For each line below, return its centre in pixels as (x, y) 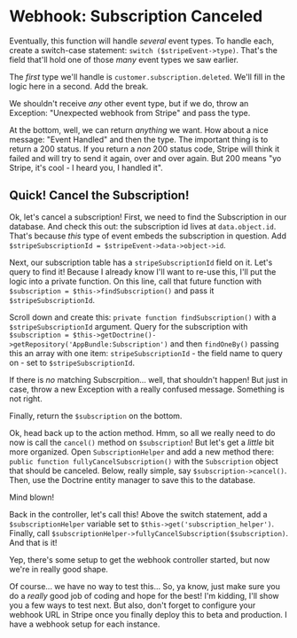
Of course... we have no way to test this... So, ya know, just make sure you (145, 586)
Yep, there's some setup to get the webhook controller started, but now (140, 559)
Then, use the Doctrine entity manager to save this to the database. (132, 479)
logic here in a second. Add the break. (79, 86)
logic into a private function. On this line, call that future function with (135, 281)
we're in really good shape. (59, 569)
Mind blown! (32, 497)
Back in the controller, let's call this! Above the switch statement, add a (138, 514)
